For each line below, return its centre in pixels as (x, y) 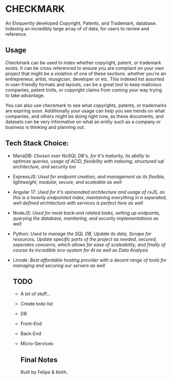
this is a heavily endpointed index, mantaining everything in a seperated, (90, 197)
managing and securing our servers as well (59, 265)
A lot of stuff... (35, 294)
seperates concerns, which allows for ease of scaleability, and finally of (89, 244)
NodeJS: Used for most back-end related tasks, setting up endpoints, (86, 213)
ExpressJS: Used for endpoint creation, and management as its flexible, (89, 176)
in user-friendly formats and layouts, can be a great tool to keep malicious (83, 84)
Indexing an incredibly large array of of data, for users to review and (77, 28)
